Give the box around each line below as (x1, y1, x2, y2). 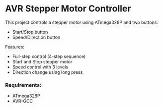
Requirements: (5, 81, 42, 88)
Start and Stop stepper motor (12, 58, 73, 64)
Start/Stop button (12, 29, 48, 35)
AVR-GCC (12, 98, 33, 104)
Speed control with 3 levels (12, 64, 69, 70)
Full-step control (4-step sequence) (12, 53, 86, 59)
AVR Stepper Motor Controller (5, 3, 131, 14)
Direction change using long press (12, 69, 83, 75)
